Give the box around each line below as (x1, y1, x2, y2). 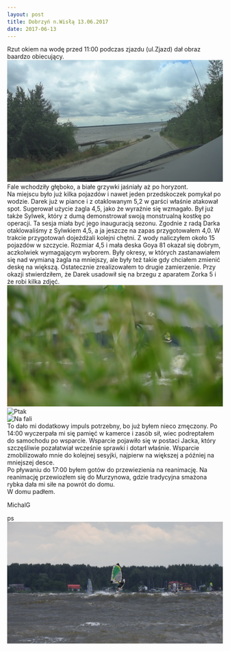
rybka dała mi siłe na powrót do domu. (7, 480, 115, 488)
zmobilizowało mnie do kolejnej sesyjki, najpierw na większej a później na (7, 451, 214, 460)
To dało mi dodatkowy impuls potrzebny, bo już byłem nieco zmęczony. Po (7, 422, 218, 430)
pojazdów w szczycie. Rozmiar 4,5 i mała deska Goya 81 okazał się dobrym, (7, 241, 221, 249)
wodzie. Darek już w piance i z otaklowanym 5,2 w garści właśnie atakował (7, 197, 218, 205)
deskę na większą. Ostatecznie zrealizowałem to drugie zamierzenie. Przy (7, 263, 216, 271)
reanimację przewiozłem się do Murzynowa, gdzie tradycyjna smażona (7, 473, 207, 482)
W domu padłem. (7, 488, 56, 496)
